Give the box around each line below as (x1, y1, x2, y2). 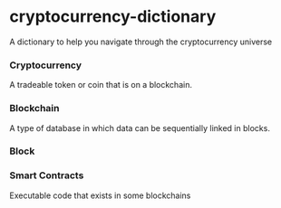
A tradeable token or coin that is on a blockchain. (9, 80, 193, 90)
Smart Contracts (9, 169, 84, 182)
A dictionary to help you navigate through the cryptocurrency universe (9, 36, 273, 47)
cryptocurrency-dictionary (9, 6, 217, 27)
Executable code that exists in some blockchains (9, 190, 191, 201)
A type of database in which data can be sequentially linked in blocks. (9, 122, 270, 133)
